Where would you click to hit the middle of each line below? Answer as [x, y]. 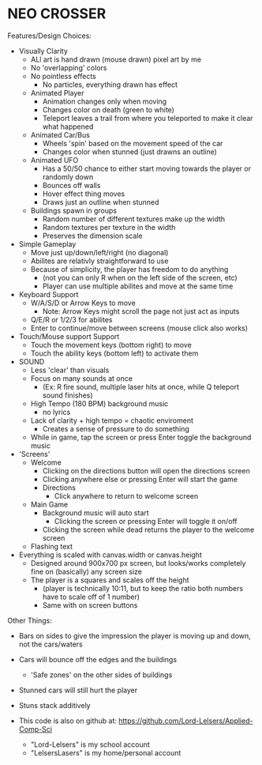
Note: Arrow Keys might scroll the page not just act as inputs [141, 311]
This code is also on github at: [68, 721]
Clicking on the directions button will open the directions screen [146, 470]
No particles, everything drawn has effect [110, 85]
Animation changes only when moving [105, 101]
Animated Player [57, 92]
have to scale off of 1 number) [91, 597]
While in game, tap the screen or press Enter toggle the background [141, 437]
